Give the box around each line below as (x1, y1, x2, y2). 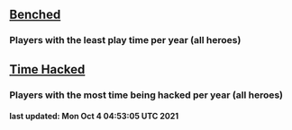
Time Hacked (9, 62, 86, 77)
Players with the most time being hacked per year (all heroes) (9, 89, 284, 101)
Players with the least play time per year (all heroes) (9, 34, 242, 47)
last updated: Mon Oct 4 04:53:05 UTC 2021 (9, 111, 179, 122)
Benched (9, 7, 61, 22)
